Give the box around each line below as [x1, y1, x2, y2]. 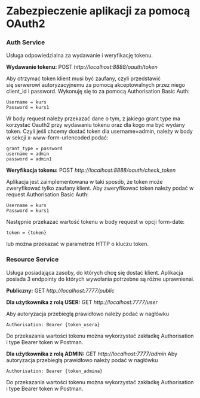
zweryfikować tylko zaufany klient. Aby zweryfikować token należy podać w [6, 184, 194, 192]
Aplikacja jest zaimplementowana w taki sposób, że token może [6, 178, 163, 186]
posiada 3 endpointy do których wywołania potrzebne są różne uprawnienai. [6, 275, 195, 282]
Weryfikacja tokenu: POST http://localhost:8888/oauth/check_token [6, 166, 176, 174]
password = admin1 [6, 156, 52, 162]
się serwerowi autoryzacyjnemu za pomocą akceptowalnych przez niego [6, 81, 185, 89]
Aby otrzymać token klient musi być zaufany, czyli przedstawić [6, 75, 161, 82]
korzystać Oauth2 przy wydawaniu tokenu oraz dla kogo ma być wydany [6, 121, 185, 129]
